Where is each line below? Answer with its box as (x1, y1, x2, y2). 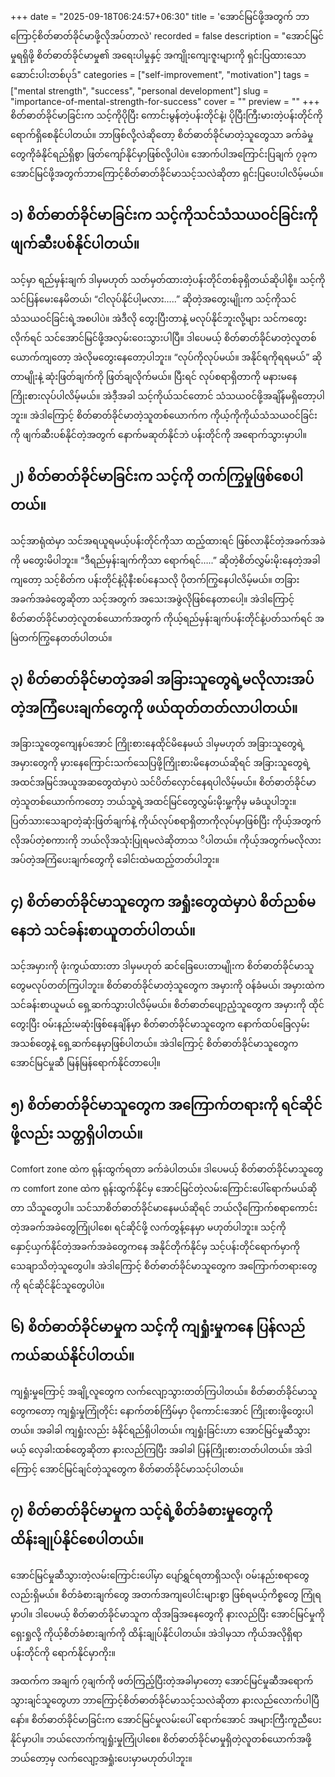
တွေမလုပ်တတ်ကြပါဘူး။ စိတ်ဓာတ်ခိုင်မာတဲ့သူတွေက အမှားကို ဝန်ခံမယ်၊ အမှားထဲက (10, 979, 325, 992)
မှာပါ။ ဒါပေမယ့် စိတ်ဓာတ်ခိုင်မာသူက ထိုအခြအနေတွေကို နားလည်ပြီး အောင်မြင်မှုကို (10, 1608, 325, 1620)
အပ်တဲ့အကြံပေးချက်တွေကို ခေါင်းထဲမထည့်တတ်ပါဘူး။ (10, 854, 220, 866)
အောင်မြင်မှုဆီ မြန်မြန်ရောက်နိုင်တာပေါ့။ (10, 1057, 162, 1069)
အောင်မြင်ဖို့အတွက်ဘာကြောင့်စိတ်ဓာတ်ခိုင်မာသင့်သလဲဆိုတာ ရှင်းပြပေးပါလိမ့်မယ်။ (10, 168, 324, 179)
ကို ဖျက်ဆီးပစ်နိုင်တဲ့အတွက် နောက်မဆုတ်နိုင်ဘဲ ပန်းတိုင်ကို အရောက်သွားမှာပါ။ (10, 428, 307, 440)
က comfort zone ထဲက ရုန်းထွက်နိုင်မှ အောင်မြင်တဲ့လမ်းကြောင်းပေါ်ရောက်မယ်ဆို (10, 1183, 318, 1195)
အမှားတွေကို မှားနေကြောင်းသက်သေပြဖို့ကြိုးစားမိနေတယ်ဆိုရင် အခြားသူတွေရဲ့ (10, 757, 311, 769)
